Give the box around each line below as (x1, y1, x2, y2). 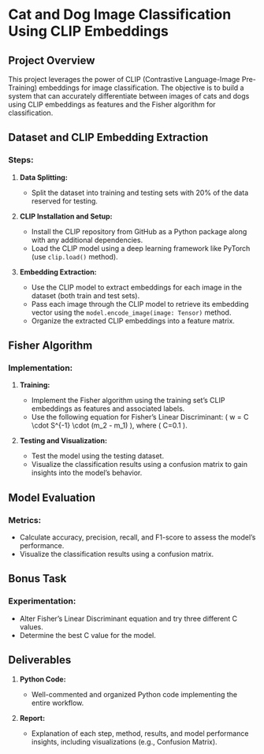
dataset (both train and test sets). (31, 290, 140, 300)
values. (19, 621, 43, 632)
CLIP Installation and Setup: (19, 211, 113, 221)
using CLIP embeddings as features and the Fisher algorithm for (8, 100, 216, 109)
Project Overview (8, 54, 95, 67)
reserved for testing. (31, 196, 99, 206)
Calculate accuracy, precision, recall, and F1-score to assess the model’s (19, 532, 256, 542)
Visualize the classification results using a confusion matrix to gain (31, 460, 248, 469)
